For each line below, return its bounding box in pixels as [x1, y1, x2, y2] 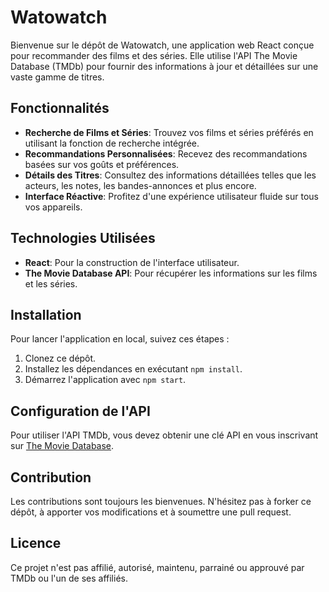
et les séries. [24, 277, 78, 290]
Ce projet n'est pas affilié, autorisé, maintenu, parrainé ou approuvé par [10, 561, 305, 573]
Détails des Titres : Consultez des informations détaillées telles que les [24, 169, 317, 181]
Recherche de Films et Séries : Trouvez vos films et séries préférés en [24, 126, 314, 138]
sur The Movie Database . [10, 440, 115, 452]
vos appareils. [24, 201, 83, 213]
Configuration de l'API [10, 402, 151, 420]
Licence [10, 535, 62, 552]
